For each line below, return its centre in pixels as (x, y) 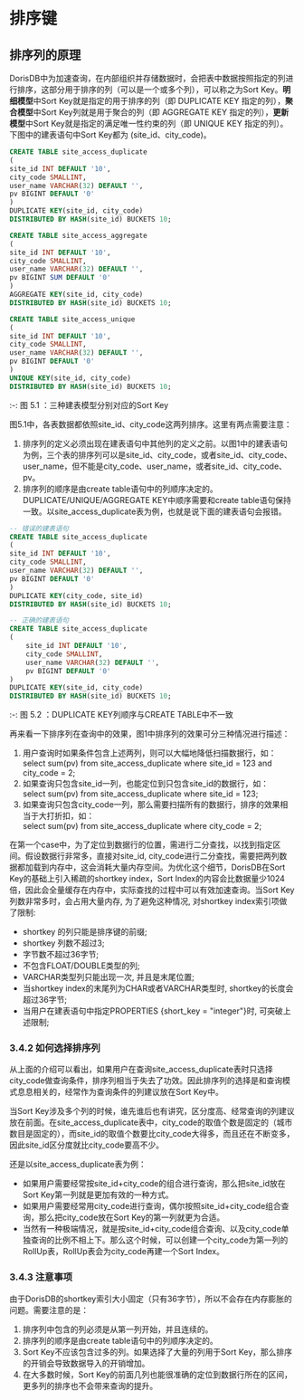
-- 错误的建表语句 (39, 529)
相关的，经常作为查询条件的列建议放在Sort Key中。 (128, 1092)
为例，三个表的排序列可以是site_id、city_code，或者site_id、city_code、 (157, 454)
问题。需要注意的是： (49, 1310)
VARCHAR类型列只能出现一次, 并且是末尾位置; (108, 977)
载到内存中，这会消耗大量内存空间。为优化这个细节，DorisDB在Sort (159, 867)
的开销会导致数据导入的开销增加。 (86, 1363)
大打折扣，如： (66, 816)
